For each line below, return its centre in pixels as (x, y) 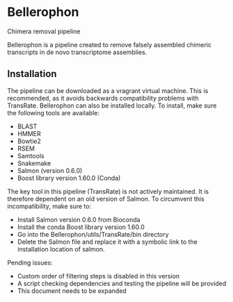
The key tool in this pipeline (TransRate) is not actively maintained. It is (108, 191)
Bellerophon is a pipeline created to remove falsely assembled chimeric (110, 44)
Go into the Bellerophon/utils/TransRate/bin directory (93, 234)
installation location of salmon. (61, 249)
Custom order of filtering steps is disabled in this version (98, 276)
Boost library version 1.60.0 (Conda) (69, 178)
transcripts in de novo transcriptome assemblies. (77, 52)
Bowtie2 (29, 141)
